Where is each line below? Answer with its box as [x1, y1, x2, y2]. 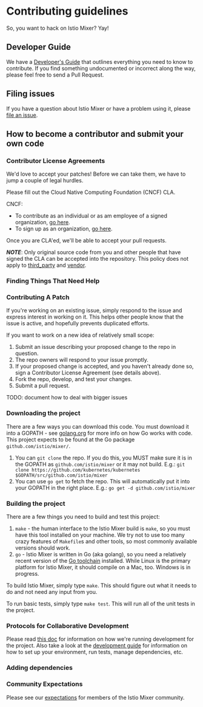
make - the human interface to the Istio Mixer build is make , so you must [15, 525, 191, 533]
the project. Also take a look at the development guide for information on [6, 642, 188, 649]
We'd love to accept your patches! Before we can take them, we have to [6, 170, 186, 178]
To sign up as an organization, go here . [15, 225, 113, 232]
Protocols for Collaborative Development [6, 621, 129, 630]
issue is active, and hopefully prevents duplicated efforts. [6, 320, 150, 327]
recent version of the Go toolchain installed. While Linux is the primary [15, 557, 191, 565]
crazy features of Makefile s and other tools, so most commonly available [15, 538, 198, 545]
